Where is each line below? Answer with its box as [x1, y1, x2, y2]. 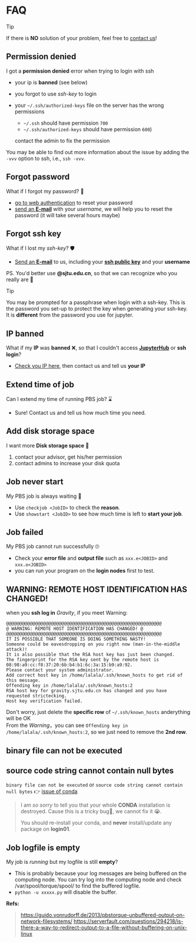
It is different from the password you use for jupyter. [6, 311, 134, 319]
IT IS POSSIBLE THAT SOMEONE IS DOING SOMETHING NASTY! [6, 636, 146, 642]
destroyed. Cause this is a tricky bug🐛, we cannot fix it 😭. [20, 808, 162, 815]
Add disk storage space [6, 426, 95, 436]
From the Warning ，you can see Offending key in [6, 722, 128, 729]
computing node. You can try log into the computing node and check [14, 876, 182, 883]
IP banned [6, 328, 44, 338]
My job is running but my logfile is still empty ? [6, 859, 118, 866]
